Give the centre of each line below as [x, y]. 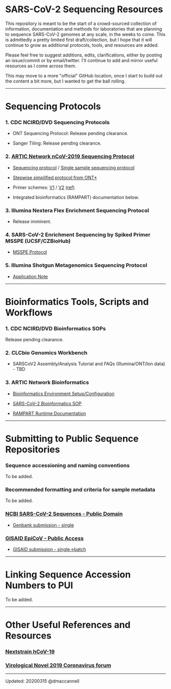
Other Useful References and [68, 625]
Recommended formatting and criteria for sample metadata [80, 490]
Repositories [33, 449]
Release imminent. [32, 222]
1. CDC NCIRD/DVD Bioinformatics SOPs [55, 328]
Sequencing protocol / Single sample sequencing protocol [74, 168]
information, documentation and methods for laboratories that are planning [83, 29]
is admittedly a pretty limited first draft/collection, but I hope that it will [79, 40]
